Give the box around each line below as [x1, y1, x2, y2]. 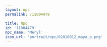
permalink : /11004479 [5, 12, 50, 17]
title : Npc [5, 21, 28, 26]
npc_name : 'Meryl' [5, 30, 43, 35]
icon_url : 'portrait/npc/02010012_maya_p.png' [5, 35, 103, 40]
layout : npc [5, 7, 30, 12]
